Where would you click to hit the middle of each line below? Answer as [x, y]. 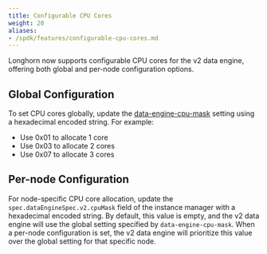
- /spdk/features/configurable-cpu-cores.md [83, 38]
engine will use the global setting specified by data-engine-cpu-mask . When [132, 224]
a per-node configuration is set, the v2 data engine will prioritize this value [130, 232]
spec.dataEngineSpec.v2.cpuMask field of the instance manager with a [122, 207]
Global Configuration [61, 94]
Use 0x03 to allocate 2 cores [67, 146]
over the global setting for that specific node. [82, 241]
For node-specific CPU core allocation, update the [91, 198]
